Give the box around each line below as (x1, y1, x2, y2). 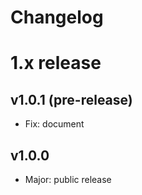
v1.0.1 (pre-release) (10, 91, 133, 108)
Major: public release (24, 174, 112, 185)
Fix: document (24, 118, 85, 130)
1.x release (10, 52, 102, 75)
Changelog (10, 6, 104, 29)
